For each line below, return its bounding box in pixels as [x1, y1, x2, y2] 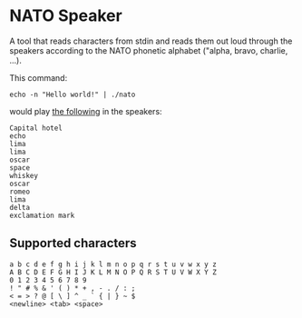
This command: [9, 72, 68, 83]
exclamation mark [9, 211, 75, 220]
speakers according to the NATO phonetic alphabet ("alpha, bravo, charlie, [9, 45, 288, 55]
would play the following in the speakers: [9, 105, 162, 116]
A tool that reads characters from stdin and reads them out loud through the [9, 35, 293, 46]
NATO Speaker [9, 5, 122, 26]
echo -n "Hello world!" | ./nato [9, 90, 136, 99]
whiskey [9, 171, 39, 180]
